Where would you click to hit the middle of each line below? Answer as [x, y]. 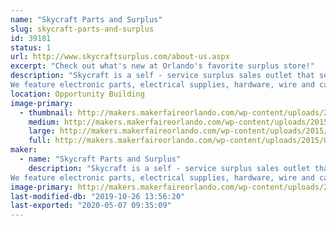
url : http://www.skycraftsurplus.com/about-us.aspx [120, 57]
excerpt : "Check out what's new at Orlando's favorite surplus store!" [162, 66]
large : [42, 131]
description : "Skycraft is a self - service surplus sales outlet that [162, 76]
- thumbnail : [46, 112]
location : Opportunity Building [77, 94]
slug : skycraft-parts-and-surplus [82, 29]
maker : [24, 150]
